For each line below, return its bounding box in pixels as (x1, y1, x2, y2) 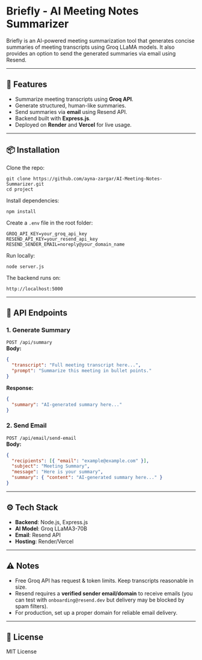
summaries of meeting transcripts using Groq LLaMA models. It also (6, 43, 175, 51)
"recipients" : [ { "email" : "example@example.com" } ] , (11, 457, 149, 464)
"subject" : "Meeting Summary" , (11, 463, 90, 469)
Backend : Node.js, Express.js (14, 518, 88, 525)
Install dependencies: (6, 197, 60, 204)
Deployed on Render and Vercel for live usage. (14, 121, 132, 128)
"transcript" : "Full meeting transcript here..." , (11, 362, 141, 369)
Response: (6, 384, 34, 392)
